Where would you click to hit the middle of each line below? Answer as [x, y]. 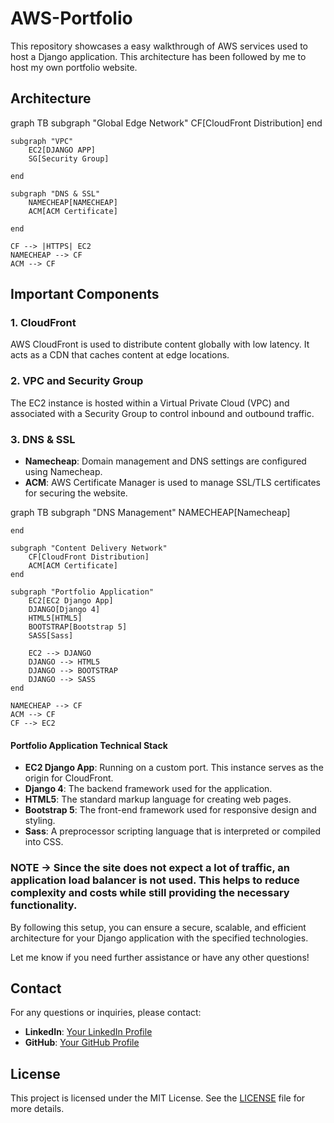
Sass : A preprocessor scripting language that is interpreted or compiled [173, 831]
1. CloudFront [43, 323]
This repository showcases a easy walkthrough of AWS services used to [159, 46]
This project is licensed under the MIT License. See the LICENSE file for [158, 1098]
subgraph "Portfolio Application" [82, 592]
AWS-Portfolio [71, 18]
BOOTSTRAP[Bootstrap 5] [78, 627]
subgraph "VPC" [42, 141]
